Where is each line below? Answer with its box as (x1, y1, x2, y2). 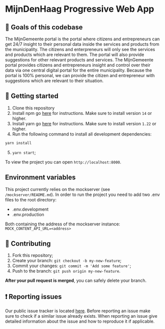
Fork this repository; (12, 252, 53, 258)
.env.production (12, 211, 44, 217)
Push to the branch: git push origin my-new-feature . (12, 268, 121, 274)
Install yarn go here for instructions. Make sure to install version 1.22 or (12, 120, 157, 126)
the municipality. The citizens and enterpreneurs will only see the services (5, 47, 156, 52)
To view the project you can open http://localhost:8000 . (5, 159, 122, 165)
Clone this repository (12, 105, 55, 111)
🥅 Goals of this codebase (5, 23, 83, 31)
